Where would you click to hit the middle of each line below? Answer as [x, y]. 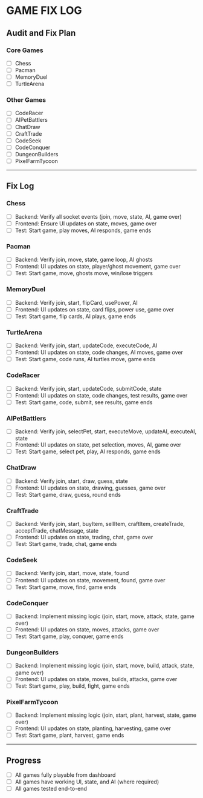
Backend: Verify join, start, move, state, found [72, 573]
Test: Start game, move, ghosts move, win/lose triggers [84, 273]
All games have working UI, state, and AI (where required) [87, 782]
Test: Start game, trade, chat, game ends [66, 544]
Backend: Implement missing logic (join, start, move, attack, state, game [105, 616]
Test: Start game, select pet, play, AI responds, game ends [88, 451]
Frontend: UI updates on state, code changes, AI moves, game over [99, 353]
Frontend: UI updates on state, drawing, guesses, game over [90, 488]
